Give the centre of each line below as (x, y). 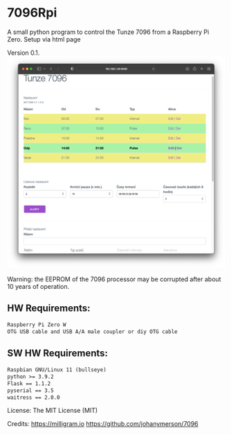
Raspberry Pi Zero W (37, 325)
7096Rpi (32, 13)
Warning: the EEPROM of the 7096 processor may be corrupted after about (114, 279)
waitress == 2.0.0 (34, 398)
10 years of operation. (38, 286)
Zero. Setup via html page (44, 39)
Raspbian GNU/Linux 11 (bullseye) (57, 370)
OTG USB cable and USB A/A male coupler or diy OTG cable (92, 332)
